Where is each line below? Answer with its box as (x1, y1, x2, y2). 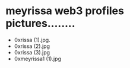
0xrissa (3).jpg (14, 48, 50, 56)
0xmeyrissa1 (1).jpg (14, 55, 62, 62)
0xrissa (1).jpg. (14, 36, 51, 43)
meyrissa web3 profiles (5, 4, 124, 18)
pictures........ (5, 17, 75, 30)
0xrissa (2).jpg (14, 43, 50, 50)
